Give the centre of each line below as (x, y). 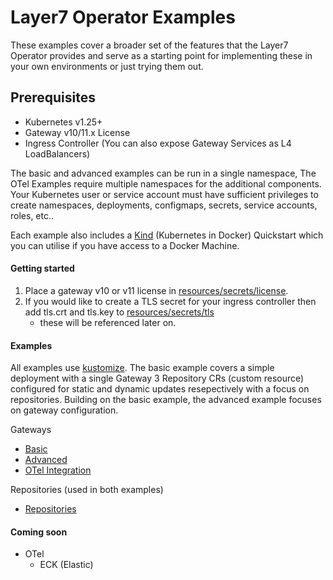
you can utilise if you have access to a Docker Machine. (125, 245)
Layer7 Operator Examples (123, 17)
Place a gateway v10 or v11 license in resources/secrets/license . (156, 290)
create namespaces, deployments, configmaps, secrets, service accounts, (164, 205)
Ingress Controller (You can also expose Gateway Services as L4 (158, 143)
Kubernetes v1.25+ (63, 122)
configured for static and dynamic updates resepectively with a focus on (160, 389)
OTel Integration (58, 470)
